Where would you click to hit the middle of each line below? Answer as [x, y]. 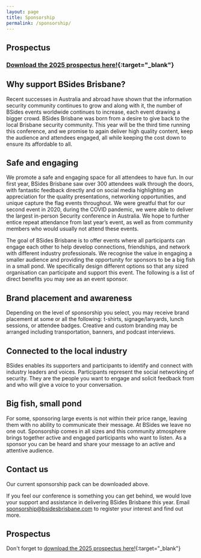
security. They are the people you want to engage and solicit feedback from [100, 378]
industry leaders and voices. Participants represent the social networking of [100, 372]
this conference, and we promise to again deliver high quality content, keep [100, 131]
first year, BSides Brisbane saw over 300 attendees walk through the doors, [100, 184]
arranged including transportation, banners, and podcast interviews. [91, 332]
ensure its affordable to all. [39, 144]
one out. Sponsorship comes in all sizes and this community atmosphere [96, 431]
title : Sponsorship [31, 18]
